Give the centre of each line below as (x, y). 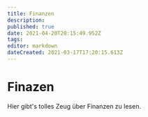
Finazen (31, 87)
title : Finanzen (31, 14)
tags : (15, 40)
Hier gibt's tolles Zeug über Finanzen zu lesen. (74, 106)
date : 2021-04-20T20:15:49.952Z (54, 33)
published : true (31, 26)
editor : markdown (32, 46)
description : (26, 20)
